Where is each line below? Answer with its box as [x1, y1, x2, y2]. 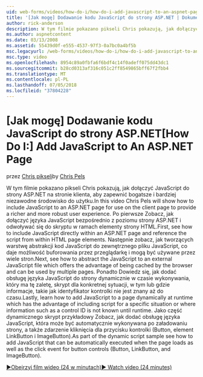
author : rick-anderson [6, 20, 63, 26]
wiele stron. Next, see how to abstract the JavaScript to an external [6, 255, 172, 262]
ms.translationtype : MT [6, 71, 66, 77]
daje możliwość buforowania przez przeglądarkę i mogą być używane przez [6, 249, 196, 256]
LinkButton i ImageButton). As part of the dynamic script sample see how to [6, 332, 193, 339]
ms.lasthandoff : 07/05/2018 [6, 82, 77, 88]
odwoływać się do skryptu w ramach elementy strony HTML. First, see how [6, 222, 193, 230]
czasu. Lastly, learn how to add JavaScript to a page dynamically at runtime [6, 293, 193, 301]
